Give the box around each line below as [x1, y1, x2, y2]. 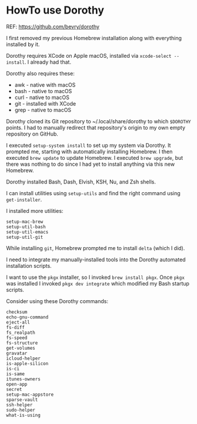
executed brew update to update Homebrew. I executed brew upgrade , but [6, 154, 183, 161]
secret [6, 386, 22, 392]
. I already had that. [24, 58, 72, 65]
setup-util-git [6, 234, 44, 240]
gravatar [6, 350, 28, 356]
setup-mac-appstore [6, 392, 54, 397]
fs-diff [6, 324, 25, 330]
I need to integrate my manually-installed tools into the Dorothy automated [6, 256, 186, 263]
